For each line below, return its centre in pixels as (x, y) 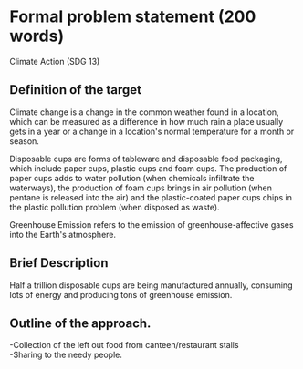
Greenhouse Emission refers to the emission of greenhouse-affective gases (151, 224)
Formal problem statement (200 (133, 17)
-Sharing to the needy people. (66, 355)
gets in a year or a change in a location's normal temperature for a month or (152, 131)
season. (24, 141)
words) (37, 36)
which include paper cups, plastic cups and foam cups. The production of (148, 168)
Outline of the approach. (80, 323)
